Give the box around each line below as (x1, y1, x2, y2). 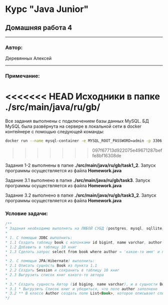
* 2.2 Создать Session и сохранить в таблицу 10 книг (5, 268, 120, 273)
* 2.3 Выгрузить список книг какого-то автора (5, 272, 104, 278)
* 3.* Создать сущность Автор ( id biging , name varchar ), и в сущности (5, 282, 158, 287)
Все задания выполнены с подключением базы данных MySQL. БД (5, 118, 149, 124)
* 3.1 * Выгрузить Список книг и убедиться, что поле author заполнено (5, 286, 158, 292)
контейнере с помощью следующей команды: (5, 129, 104, 135)
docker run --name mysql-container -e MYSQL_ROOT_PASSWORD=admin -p (5, 138, 151, 143)
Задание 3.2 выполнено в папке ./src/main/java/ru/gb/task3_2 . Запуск (5, 192, 156, 198)
